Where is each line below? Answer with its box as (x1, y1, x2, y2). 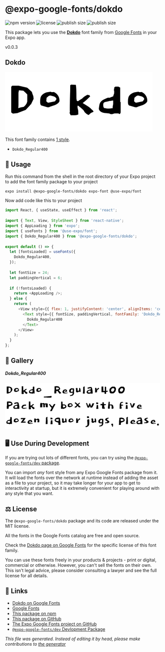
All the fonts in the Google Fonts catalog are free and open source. (5, 532, 140, 538)
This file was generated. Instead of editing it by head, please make (5, 636, 141, 642)
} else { (9, 296, 27, 301)
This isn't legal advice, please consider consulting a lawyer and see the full (5, 567, 157, 573)
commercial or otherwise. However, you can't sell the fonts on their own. (5, 562, 152, 568)
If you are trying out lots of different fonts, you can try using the (5, 455, 134, 461)
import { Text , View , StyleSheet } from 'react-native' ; (5, 218, 124, 223)
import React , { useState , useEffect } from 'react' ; (5, 208, 118, 213)
